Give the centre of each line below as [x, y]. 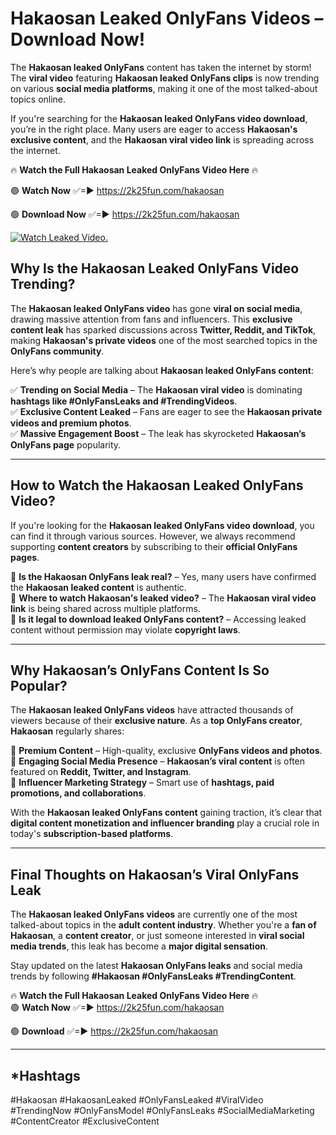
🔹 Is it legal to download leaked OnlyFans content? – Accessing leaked [158, 619]
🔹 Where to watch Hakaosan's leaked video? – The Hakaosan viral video [163, 598]
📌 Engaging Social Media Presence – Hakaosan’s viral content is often [158, 761]
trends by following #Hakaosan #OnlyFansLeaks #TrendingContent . [153, 976]
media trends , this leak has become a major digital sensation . [139, 946]
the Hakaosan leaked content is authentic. [98, 587]
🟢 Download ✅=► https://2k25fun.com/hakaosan [114, 1031]
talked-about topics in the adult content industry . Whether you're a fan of [163, 925]
